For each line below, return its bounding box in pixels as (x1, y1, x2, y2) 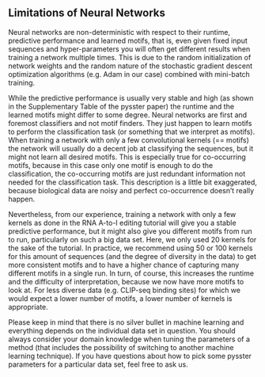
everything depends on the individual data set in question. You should (8, 326, 236, 335)
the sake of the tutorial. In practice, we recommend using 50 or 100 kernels (8, 243, 253, 253)
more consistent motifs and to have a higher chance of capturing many (8, 260, 240, 269)
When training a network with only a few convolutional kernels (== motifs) (8, 135, 249, 145)
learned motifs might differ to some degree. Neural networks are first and (8, 110, 248, 120)
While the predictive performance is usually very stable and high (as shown (8, 93, 254, 102)
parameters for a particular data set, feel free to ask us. (8, 360, 188, 369)
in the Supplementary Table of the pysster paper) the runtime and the (8, 101, 235, 111)
